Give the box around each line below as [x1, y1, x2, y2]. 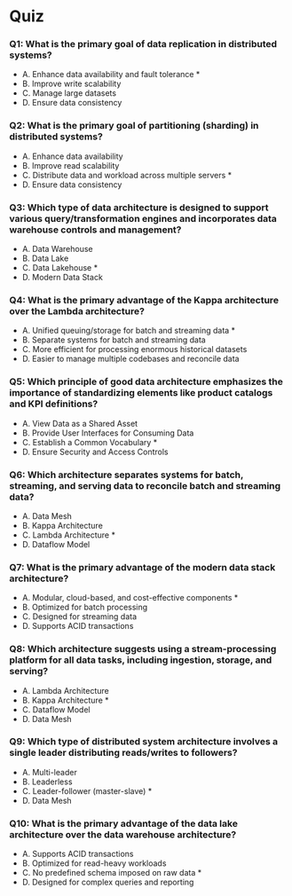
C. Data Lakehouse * [21, 263, 99, 273]
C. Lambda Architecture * [21, 530, 115, 540]
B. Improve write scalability [21, 78, 122, 90]
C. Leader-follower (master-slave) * [21, 785, 153, 796]
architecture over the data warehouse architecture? [9, 828, 237, 840]
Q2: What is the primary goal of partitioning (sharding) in [9, 120, 259, 132]
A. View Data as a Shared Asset [21, 418, 138, 428]
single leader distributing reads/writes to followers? [9, 747, 238, 759]
